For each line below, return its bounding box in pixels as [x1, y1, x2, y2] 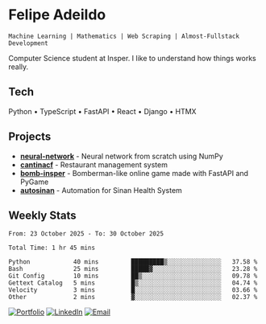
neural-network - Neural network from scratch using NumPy [19, 151, 223, 161]
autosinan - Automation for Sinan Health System [19, 185, 183, 195]
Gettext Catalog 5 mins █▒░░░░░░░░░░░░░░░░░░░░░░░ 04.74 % [8, 279, 258, 287]
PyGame [19, 177, 49, 187]
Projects [8, 130, 52, 144]
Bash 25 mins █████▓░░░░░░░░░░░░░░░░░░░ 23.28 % [8, 265, 258, 273]
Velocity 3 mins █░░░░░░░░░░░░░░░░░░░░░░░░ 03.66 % [8, 286, 258, 294]
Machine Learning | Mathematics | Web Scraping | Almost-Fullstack [8, 32, 240, 40]
